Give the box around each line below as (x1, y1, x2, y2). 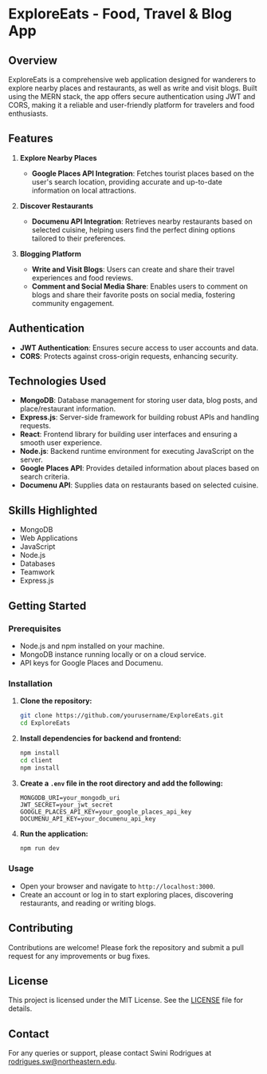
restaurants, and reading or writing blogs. (19, 898, 156, 908)
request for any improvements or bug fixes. (8, 951, 151, 961)
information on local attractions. (31, 185, 137, 195)
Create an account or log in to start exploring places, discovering (19, 889, 234, 899)
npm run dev (19, 844, 60, 852)
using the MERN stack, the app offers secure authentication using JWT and (8, 92, 256, 101)
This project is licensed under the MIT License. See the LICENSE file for (8, 996, 244, 1005)
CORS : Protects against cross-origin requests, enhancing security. (19, 351, 239, 360)
